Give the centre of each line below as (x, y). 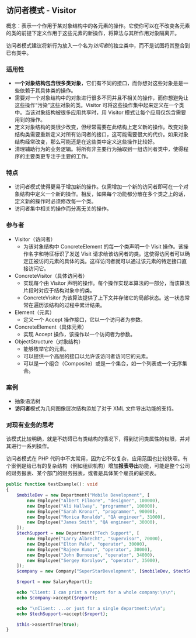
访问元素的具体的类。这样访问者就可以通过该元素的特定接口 (110, 261)
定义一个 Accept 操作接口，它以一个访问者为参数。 (84, 319)
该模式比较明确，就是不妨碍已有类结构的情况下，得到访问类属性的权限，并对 (98, 439)
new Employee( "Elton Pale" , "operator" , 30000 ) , (87, 544)
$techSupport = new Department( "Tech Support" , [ (78, 533)
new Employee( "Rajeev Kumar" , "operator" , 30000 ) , (90, 549)
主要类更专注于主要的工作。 (58, 156)
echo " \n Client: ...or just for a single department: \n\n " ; (91, 608)
